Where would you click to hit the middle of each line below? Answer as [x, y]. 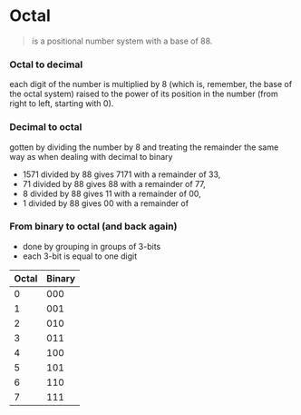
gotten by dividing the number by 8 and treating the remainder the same [144, 147]
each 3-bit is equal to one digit [80, 256]
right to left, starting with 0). [62, 104]
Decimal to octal [46, 127]
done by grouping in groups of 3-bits [92, 246]
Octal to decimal [46, 64]
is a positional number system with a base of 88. [122, 41]
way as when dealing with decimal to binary [91, 156]
